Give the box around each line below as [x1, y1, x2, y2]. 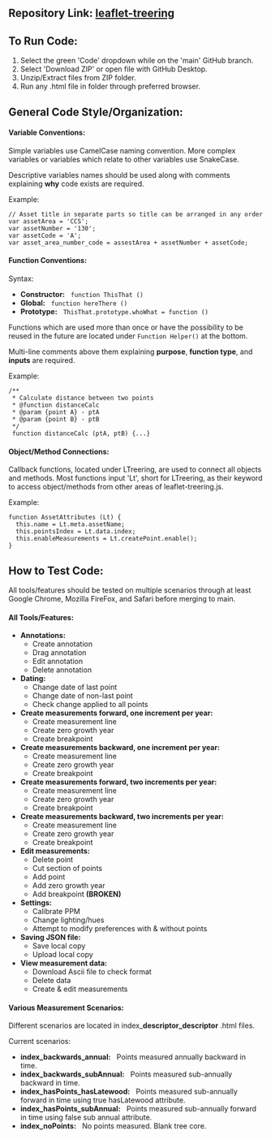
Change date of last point [32, 682, 118, 692]
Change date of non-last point [32, 691, 134, 701]
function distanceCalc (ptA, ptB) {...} [11, 429, 151, 438]
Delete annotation [32, 665, 92, 675]
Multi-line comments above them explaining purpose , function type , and [8, 347, 253, 356]
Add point [32, 872, 66, 882]
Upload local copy [32, 950, 93, 960]
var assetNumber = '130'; [8, 224, 96, 232]
